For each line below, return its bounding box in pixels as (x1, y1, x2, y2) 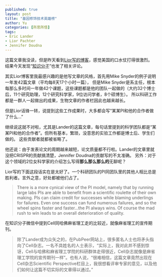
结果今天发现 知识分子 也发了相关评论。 (5, 63, 86, 69)
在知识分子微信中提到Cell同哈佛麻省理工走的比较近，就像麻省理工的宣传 (5, 220, 148, 226)
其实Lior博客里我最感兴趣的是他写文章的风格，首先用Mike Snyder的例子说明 (5, 73, 156, 79)
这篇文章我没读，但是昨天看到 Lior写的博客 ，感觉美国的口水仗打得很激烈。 (5, 57, 152, 63)
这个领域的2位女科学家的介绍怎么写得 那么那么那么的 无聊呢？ (5, 158, 127, 164)
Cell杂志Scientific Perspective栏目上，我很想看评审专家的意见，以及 (16, 261, 153, 266)
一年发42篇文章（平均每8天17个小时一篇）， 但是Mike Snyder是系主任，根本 (5, 79, 156, 85)
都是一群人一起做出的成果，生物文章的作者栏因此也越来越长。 (5, 97, 128, 103)
